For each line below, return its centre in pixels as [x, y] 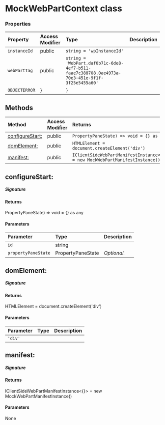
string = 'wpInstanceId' [95, 51]
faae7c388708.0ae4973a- [93, 73]
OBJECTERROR [22, 90]
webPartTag [20, 71]
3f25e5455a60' [82, 83]
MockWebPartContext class [64, 9]
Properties [18, 24]
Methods [19, 108]
